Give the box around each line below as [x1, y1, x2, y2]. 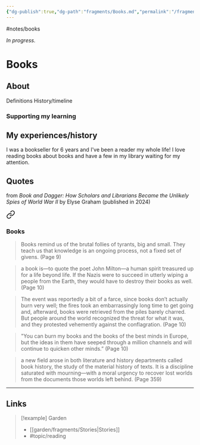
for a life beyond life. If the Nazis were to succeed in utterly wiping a [20, 271, 189, 279]
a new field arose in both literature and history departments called [20, 357, 183, 364]
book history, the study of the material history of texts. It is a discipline [20, 363, 193, 370]
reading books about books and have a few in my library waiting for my [6, 153, 180, 160]
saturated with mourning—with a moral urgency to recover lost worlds [20, 369, 193, 376]
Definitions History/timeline [6, 97, 73, 104]
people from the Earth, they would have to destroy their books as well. [20, 278, 193, 285]
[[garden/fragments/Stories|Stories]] [29, 426, 120, 433]
